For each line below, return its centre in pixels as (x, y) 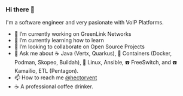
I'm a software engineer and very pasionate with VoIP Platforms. (85, 23)
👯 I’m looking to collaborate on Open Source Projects (79, 47)
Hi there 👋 (20, 10)
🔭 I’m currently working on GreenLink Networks (73, 34)
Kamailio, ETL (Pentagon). (46, 71)
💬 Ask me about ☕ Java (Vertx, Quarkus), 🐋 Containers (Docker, (93, 54)
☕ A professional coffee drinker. (54, 86)
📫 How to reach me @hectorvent (56, 78)
